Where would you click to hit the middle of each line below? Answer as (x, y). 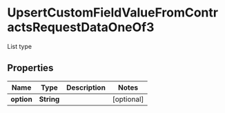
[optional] (128, 99)
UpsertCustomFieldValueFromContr (113, 13)
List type (20, 46)
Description (86, 88)
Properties (30, 68)
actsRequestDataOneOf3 (81, 27)
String (49, 99)
